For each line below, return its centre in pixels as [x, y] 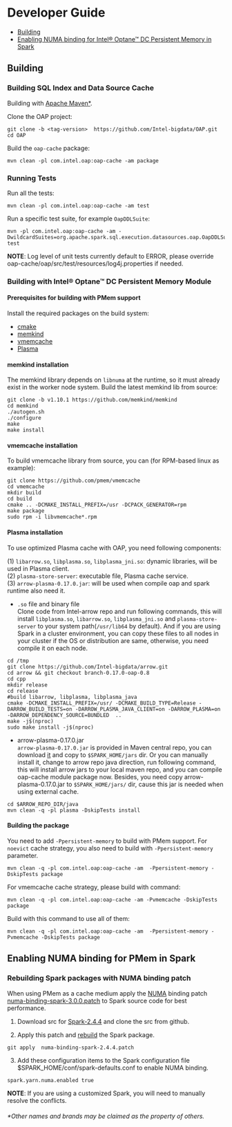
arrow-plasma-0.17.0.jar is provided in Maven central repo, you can [114, 747]
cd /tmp [18, 661]
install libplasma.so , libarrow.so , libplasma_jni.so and [96, 618]
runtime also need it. [36, 590]
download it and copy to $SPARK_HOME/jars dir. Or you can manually [113, 754]
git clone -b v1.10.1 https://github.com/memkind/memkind [92, 400]
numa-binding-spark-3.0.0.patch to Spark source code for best [97, 1000]
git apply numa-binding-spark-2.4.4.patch [71, 1047]
